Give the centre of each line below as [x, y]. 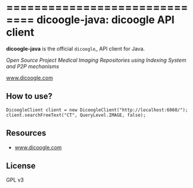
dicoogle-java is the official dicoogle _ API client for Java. [76, 48]
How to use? [29, 96]
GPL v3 [15, 180]
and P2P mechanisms [33, 66]
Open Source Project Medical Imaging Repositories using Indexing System [96, 60]
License [21, 166]
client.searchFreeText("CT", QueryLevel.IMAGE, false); [76, 115]
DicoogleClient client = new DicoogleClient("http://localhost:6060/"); [97, 110]
